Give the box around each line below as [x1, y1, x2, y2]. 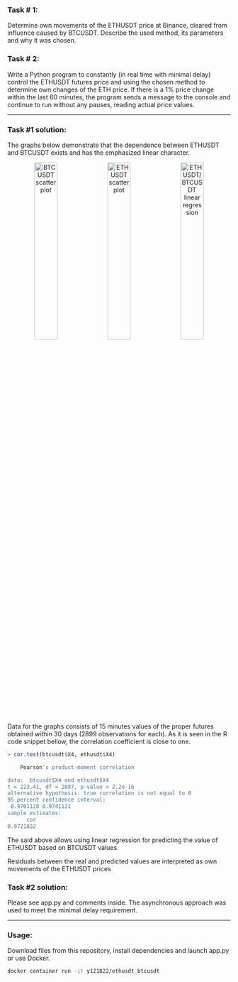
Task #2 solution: [7, 882, 69, 892]
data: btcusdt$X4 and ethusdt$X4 [7, 776, 110, 784]
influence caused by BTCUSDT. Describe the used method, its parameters [7, 28, 224, 37]
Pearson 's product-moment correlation [20, 763, 135, 771]
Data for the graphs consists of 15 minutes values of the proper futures [7, 722, 214, 731]
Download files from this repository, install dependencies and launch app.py [7, 946, 229, 955]
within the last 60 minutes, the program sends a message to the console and [7, 92, 231, 101]
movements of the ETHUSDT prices [7, 864, 111, 873]
